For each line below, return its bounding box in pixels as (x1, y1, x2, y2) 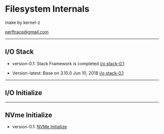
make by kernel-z (5, 19, 41, 25)
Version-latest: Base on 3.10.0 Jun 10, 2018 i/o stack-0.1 (12, 70, 124, 76)
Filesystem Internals (5, 3, 89, 15)
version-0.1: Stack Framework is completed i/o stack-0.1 (12, 60, 124, 66)
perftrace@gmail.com (5, 29, 49, 35)
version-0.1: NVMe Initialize (12, 124, 67, 130)
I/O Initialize (5, 89, 42, 97)
